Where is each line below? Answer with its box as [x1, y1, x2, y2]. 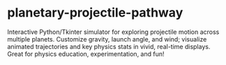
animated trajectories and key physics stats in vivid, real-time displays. [7, 42, 211, 50]
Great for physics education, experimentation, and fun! [7, 50, 165, 58]
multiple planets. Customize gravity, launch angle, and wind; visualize [7, 35, 207, 43]
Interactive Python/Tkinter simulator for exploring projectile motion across [7, 28, 220, 36]
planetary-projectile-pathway [7, 5, 183, 21]
